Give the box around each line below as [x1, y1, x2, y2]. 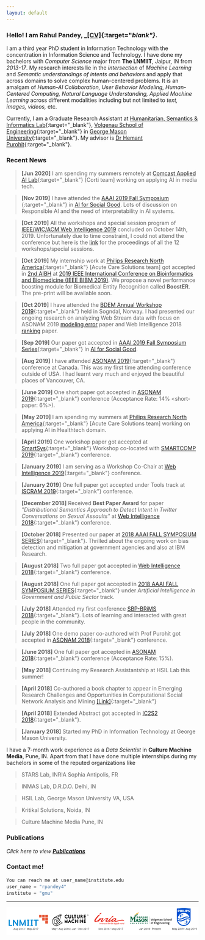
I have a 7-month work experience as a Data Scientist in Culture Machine [6, 746, 192, 753]
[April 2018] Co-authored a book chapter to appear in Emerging [21, 685, 182, 692]
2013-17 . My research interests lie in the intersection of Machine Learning [6, 64, 192, 71]
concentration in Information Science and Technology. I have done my [6, 51, 183, 58]
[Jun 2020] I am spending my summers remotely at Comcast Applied [21, 170, 196, 177]
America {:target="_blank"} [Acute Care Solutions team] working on [21, 420, 190, 427]
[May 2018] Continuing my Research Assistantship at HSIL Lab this [21, 667, 190, 674]
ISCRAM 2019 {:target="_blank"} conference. [21, 488, 134, 495]
